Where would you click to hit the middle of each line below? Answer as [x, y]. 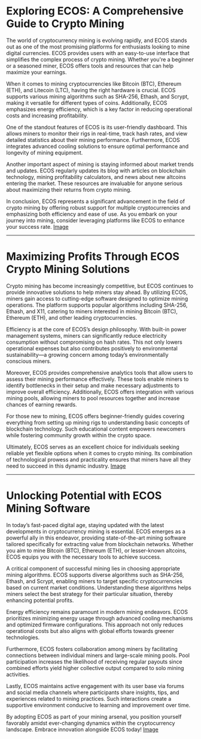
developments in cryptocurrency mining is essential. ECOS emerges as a [96, 531]
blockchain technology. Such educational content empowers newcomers [96, 429]
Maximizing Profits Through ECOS [93, 257]
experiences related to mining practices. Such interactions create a [89, 698]
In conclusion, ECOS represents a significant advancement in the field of [96, 201]
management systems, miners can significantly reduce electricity [87, 335]
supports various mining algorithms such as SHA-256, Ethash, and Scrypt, [98, 96]
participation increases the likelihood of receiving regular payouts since [94, 661]
